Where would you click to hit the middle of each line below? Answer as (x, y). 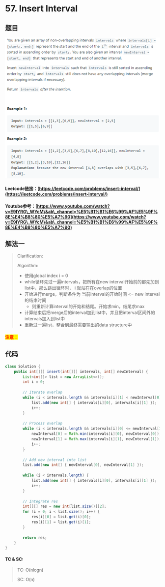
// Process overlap (43, 424)
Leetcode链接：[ (22, 188)
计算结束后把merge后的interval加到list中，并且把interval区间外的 (90, 312)
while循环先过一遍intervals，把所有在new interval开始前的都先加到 (92, 282)
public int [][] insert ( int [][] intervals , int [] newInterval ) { (81, 371)
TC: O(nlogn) (30, 570)
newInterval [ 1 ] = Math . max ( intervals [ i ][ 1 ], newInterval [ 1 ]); (96, 439)
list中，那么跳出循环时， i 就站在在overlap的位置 (73, 288)
